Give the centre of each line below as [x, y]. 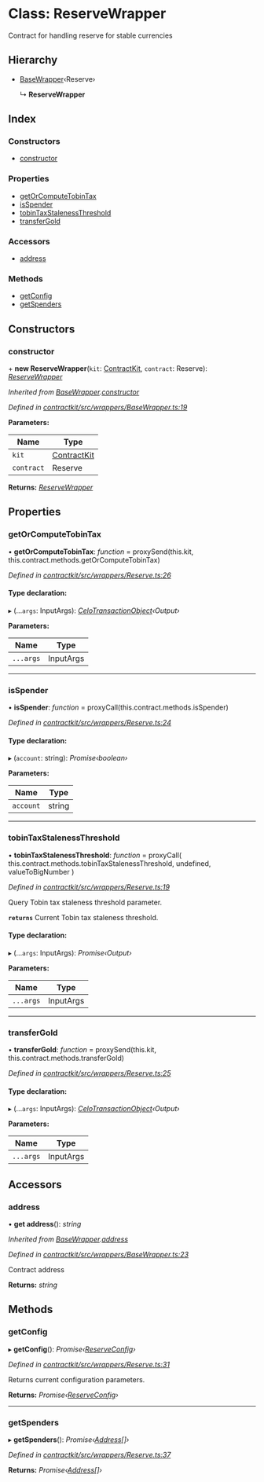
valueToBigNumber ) [41, 871]
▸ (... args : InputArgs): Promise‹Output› [70, 952]
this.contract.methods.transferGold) [66, 1058]
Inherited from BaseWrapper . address [68, 1239]
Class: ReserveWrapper [87, 14]
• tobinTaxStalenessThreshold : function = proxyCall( [95, 855]
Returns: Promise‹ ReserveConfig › [64, 1395]
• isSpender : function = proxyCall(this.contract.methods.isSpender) [119, 707]
